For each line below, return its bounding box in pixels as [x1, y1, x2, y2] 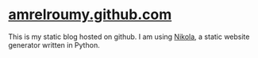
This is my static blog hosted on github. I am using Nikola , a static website [8, 32, 250, 41]
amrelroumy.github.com [8, 6, 172, 24]
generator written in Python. [8, 40, 101, 49]
